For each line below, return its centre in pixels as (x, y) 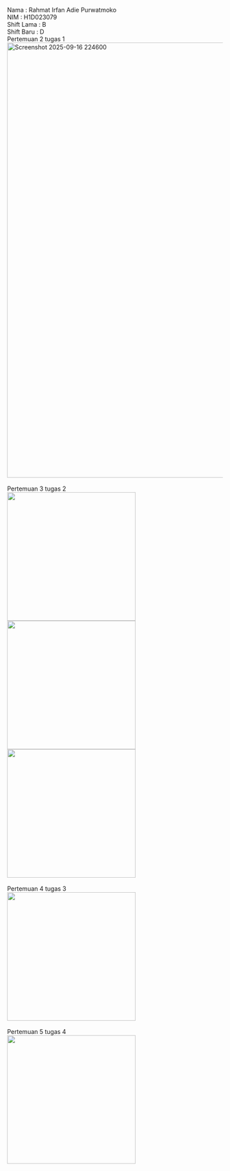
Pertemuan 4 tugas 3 (37, 889)
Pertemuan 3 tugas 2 (37, 489)
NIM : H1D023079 (32, 17)
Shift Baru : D (26, 32)
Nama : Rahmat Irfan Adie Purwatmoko (62, 10)
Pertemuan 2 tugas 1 (36, 39)
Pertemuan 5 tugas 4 (37, 1032)
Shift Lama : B (27, 24)
